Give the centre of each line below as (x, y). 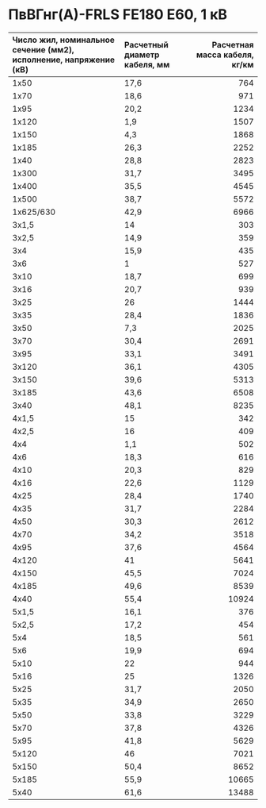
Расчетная (233, 44)
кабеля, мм (147, 64)
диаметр (142, 55)
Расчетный (146, 44)
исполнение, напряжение (63, 60)
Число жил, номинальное (63, 40)
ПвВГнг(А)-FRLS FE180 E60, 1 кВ (118, 15)
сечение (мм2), (43, 49)
